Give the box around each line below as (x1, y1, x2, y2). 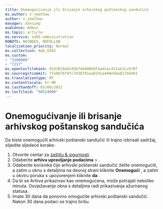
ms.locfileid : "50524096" (5, 89, 58, 94)
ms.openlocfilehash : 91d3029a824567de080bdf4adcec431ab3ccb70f (5, 67, 138, 72)
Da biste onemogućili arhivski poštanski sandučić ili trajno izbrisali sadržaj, (5, 137, 157, 143)
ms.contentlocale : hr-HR (5, 80, 56, 85)
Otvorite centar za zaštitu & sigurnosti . (12, 152, 91, 157)
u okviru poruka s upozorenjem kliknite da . (12, 173, 100, 179)
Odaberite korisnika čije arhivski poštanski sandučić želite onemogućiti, (12, 162, 158, 168)
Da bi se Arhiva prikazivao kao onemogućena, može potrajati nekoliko (12, 178, 154, 184)
